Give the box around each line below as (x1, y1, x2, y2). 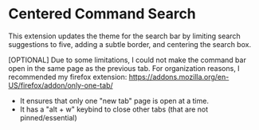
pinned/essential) (19, 112, 77, 122)
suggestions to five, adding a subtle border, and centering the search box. (8, 39, 252, 49)
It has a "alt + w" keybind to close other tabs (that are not (19, 104, 209, 114)
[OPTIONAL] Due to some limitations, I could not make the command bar (8, 55, 247, 65)
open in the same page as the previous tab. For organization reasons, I (8, 63, 241, 73)
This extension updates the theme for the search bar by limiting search (8, 31, 241, 41)
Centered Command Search (8, 5, 197, 23)
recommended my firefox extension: (8, 72, 128, 81)
